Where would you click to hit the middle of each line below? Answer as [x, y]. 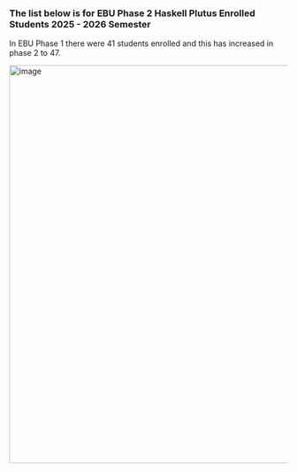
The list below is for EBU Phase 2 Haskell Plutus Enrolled [133, 13]
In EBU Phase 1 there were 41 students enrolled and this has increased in [141, 43]
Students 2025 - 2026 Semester [80, 24]
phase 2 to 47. [35, 53]
